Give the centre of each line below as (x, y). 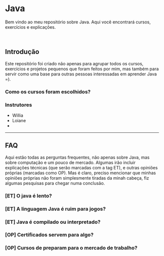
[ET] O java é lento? (29, 196)
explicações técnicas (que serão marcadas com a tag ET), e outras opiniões (81, 167)
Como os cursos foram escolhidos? (48, 91)
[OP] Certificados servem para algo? (49, 235)
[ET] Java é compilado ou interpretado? (53, 222)
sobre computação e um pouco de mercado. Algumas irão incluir (70, 162)
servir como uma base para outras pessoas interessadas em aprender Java (81, 74)
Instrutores (19, 105)
